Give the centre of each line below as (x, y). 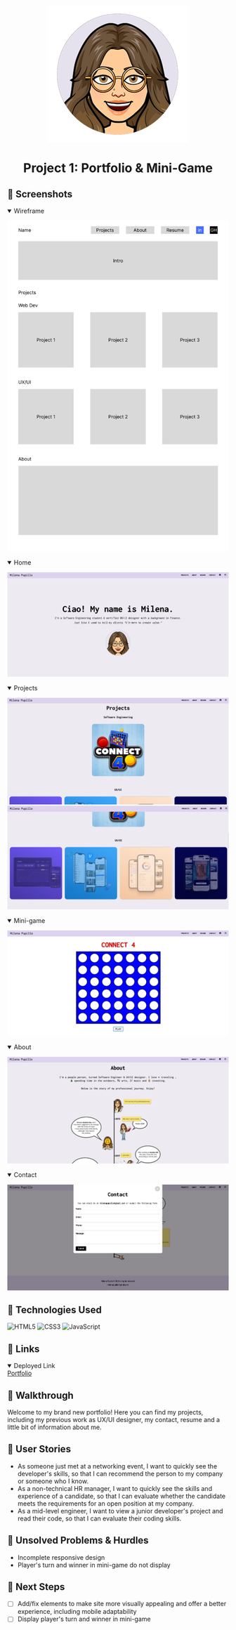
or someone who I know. (53, 1481)
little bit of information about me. (54, 1427)
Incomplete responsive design (61, 1557)
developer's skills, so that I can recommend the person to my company (120, 1473)
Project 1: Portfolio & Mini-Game (118, 168)
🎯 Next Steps (36, 1587)
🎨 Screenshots (40, 194)
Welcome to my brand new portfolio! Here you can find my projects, (105, 1412)
